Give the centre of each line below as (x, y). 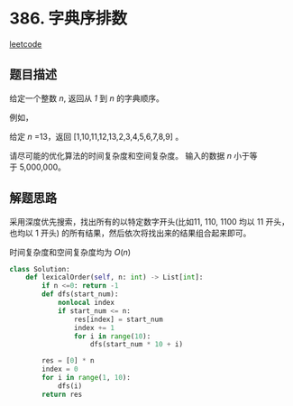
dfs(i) (70, 386)
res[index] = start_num (119, 319)
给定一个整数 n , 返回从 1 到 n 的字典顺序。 (87, 98)
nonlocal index (86, 303)
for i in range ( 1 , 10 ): (86, 378)
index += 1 (94, 328)
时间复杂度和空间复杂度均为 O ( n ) (70, 252)
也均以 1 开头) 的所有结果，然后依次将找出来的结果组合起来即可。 (130, 233)
